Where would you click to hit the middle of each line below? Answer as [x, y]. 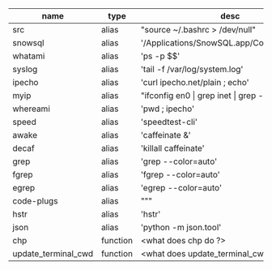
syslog [25, 69]
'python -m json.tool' [181, 227]
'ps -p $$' [160, 56]
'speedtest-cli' [169, 122]
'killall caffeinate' [172, 148]
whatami [29, 56]
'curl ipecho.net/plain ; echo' [195, 82]
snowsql [28, 43]
